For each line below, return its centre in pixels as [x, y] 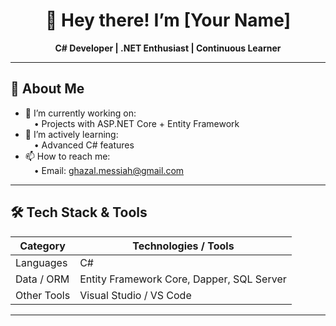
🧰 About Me [47, 89]
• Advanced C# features [84, 145]
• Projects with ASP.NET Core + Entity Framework [136, 123]
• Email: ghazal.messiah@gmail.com [109, 170]
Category [42, 246]
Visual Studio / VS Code [135, 295]
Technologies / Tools [183, 246]
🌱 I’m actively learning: [71, 134]
